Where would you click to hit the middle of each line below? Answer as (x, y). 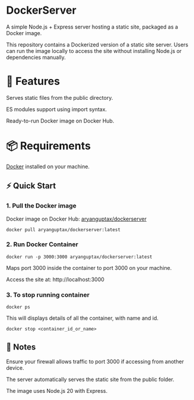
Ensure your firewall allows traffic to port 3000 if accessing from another (95, 361)
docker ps (18, 307)
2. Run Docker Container (42, 244)
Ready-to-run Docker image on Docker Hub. (60, 121)
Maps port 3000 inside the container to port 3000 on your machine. (89, 267)
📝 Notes (21, 347)
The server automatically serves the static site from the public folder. (90, 379)
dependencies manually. (36, 57)
